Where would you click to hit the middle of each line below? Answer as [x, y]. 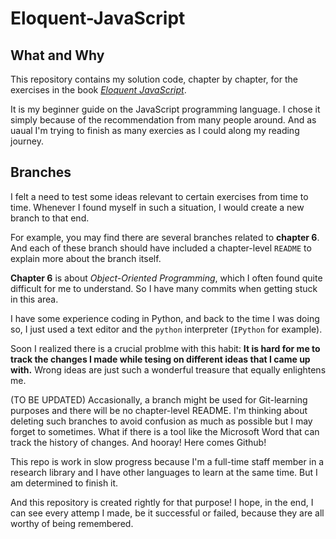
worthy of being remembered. [72, 523]
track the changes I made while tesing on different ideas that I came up [160, 359]
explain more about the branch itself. [86, 258]
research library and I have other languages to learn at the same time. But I [164, 472]
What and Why [57, 55]
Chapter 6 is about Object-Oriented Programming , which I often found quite [166, 278]
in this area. [34, 299]
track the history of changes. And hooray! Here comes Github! [138, 442]
